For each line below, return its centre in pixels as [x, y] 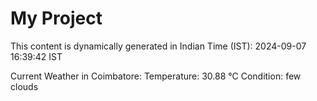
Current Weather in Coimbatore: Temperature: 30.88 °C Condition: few [156, 76]
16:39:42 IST [36, 56]
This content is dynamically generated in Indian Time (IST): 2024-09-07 [158, 46]
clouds [24, 86]
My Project [56, 18]
